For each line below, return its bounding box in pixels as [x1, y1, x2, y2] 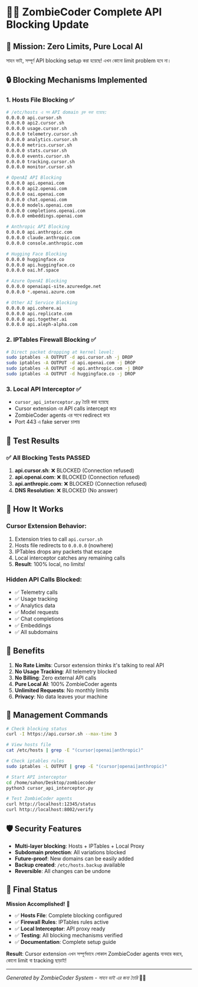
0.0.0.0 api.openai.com [6, 180, 65, 187]
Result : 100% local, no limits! [14, 560, 85, 567]
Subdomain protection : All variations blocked [14, 848, 126, 855]
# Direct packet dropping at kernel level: [6, 349, 115, 355]
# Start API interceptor [6, 774, 67, 780]
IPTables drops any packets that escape [14, 548, 112, 555]
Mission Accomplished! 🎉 [6, 900, 70, 907]
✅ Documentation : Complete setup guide [14, 938, 117, 945]
